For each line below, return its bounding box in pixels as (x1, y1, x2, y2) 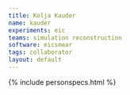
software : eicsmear (8, 41, 73, 49)
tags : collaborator (8, 48, 73, 56)
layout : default (8, 56, 62, 64)
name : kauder (8, 19, 52, 27)
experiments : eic (8, 26, 66, 34)
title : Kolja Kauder (8, 11, 77, 20)
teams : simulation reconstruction (8, 33, 123, 42)
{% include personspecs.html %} (8, 77, 117, 87)
